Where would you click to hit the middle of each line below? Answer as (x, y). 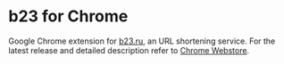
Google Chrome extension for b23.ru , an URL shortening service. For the (142, 41)
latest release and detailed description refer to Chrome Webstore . (129, 50)
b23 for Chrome (68, 16)
